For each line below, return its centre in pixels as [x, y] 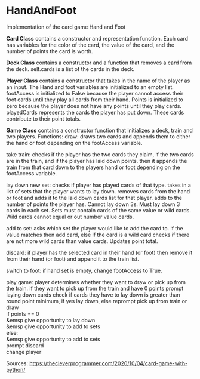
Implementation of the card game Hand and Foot [66, 27]
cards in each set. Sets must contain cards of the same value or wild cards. [99, 210]
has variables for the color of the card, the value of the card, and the [90, 45]
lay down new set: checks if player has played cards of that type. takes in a [99, 185]
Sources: [17, 363]
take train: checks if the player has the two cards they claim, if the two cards [100, 154]
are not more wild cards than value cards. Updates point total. [82, 241]
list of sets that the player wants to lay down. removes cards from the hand [98, 191]
